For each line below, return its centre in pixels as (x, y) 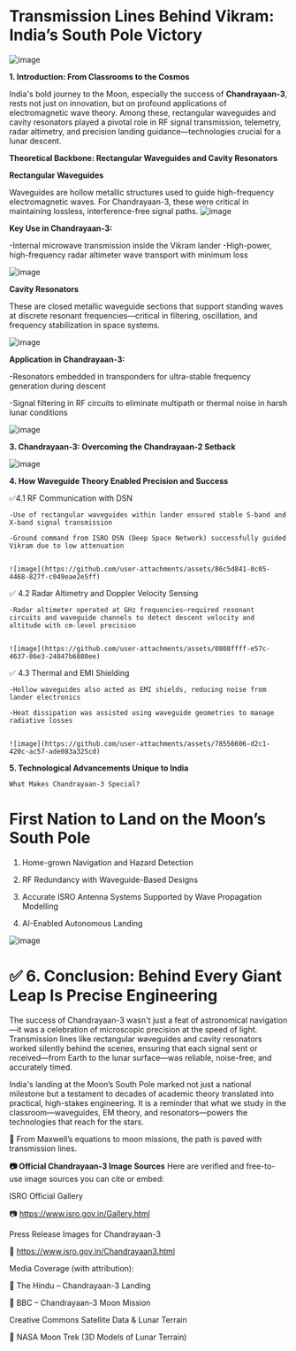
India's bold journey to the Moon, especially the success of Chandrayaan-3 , (148, 94)
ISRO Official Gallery (46, 1195)
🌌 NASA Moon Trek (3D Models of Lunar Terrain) (98, 1337)
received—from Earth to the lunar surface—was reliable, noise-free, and (140, 1057)
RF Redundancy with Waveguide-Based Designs (110, 879)
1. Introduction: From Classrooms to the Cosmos (99, 76)
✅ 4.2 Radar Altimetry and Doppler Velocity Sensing (104, 593)
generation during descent (57, 386)
